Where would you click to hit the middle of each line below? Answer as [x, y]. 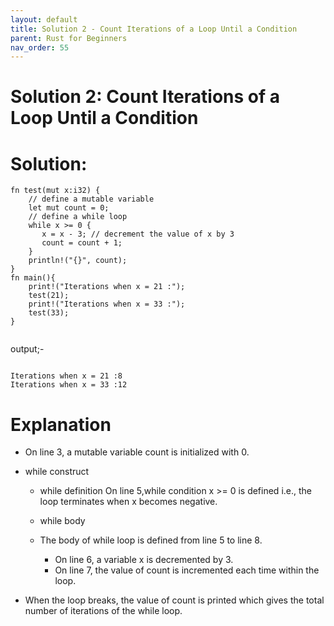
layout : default [44, 19]
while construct [57, 472]
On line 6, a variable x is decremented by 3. [144, 560]
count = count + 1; [82, 243]
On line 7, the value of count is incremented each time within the [187, 570]
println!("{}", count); [78, 261]
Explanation [61, 424]
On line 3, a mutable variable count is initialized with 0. [137, 452]
